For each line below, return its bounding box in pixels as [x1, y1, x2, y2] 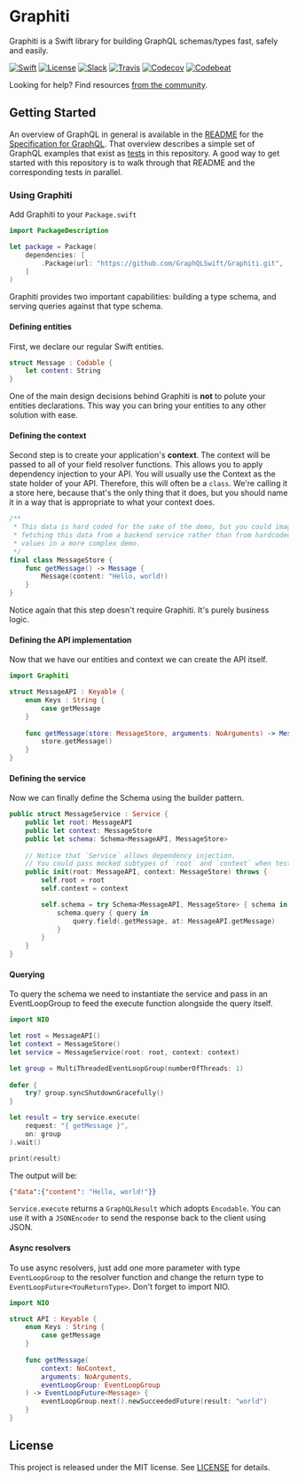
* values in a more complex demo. [12, 539, 141, 548]
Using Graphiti [9, 188, 73, 201]
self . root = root [41, 876, 105, 885]
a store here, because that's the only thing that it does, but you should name [9, 487, 288, 499]
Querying [9, 969, 45, 980]
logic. [9, 614, 29, 625]
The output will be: [9, 1170, 78, 1181]
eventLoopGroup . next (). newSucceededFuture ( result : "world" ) [41, 1397, 268, 1406]
